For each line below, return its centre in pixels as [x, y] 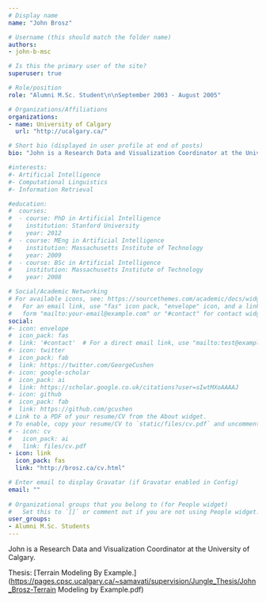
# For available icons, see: [56, 299]
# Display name [33, 15]
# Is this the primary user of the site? [78, 66]
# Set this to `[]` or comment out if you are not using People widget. [134, 512]
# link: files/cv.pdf [47, 446]
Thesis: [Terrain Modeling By [55, 573]
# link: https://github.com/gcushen [70, 409]
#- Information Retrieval [51, 189]
